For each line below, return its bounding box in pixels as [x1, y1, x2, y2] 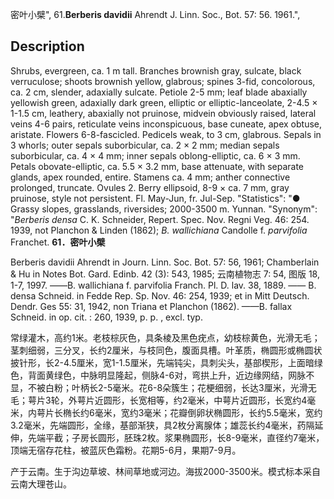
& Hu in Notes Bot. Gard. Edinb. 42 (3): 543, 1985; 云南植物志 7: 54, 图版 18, [10, 268, 320, 280]
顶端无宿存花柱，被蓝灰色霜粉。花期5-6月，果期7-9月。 [10, 444, 242, 456]
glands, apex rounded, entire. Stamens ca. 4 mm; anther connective [10, 171, 291, 183]
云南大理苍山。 [10, 478, 72, 490]
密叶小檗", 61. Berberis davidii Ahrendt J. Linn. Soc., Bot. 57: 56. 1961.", [10, 9, 301, 20]
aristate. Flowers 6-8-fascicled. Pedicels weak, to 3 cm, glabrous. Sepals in [10, 128, 322, 140]
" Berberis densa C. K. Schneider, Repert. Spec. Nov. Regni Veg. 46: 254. [10, 213, 310, 225]
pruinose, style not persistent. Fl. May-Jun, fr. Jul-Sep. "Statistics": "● [10, 192, 301, 204]
